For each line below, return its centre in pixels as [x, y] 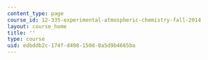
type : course [26, 39]
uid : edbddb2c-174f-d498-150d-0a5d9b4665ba [72, 46]
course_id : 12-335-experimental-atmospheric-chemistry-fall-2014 [104, 20]
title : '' [22, 33]
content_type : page [36, 13]
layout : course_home [37, 26]
